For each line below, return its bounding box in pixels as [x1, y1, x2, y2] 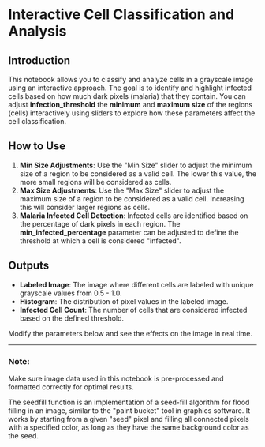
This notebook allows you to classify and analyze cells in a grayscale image [8, 75, 254, 84]
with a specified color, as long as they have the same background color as [8, 423, 250, 432]
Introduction [8, 54, 71, 67]
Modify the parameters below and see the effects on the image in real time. [8, 329, 253, 338]
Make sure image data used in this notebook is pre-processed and [8, 374, 224, 383]
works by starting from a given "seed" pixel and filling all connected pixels [8, 414, 250, 423]
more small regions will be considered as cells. [19, 177, 172, 186]
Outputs [8, 259, 50, 272]
